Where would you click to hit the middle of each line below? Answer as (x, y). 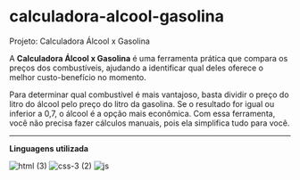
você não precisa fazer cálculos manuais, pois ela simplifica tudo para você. (150, 123)
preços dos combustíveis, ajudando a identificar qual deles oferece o (136, 68)
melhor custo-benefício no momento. (78, 77)
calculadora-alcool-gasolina (117, 16)
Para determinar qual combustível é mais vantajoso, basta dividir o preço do (149, 94)
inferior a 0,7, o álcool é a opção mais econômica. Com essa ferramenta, (142, 113)
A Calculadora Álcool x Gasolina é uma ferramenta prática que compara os (149, 58)
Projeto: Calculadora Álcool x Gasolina (79, 41)
